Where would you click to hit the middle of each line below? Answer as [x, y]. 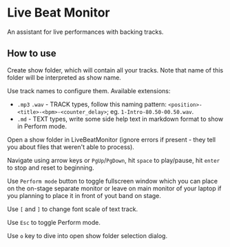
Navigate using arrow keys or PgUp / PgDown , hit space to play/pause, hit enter [114, 160]
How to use [32, 53]
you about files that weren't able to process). [71, 147]
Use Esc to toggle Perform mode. [54, 222]
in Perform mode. [42, 126]
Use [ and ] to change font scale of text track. [73, 209]
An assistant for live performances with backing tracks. [85, 32]
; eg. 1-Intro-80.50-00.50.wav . [150, 111]
